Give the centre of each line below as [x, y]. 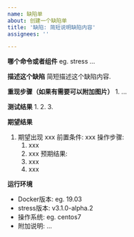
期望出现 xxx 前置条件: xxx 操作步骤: [71, 137]
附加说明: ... [35, 226]
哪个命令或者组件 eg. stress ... [51, 61]
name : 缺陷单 [25, 14]
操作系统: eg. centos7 [50, 217]
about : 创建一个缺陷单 [37, 21]
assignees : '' [29, 34]
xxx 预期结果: [48, 153]
